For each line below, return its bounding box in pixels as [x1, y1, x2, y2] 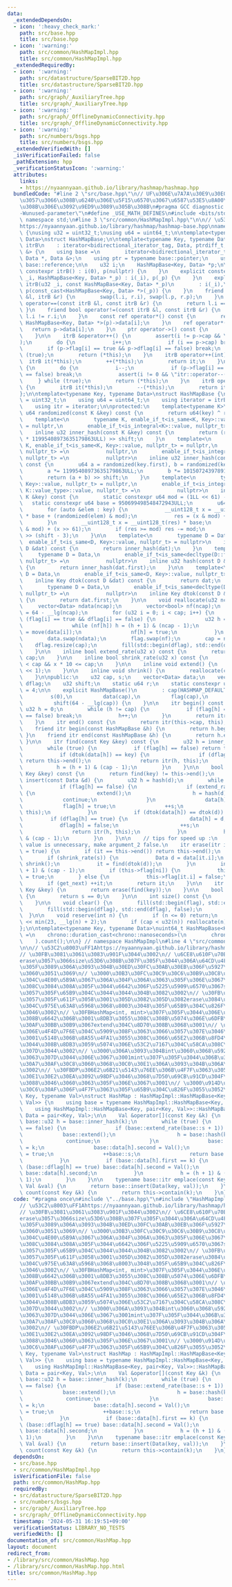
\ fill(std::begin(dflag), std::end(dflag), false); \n [19, 906, 202, 913]
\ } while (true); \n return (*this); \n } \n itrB [19, 377, 215, 385]
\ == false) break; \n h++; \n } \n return [19, 712, 215, 719]
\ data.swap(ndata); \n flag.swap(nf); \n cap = [19, 635, 221, 642]
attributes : [13, 171, 48, 178]
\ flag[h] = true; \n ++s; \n [19, 803, 184, 809]
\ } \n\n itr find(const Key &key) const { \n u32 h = [19, 738, 206, 745]
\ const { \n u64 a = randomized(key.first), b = [19, 462, 184, 468]
